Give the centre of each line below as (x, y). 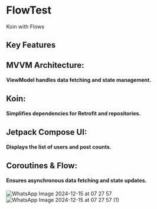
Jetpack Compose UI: (47, 132)
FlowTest (29, 10)
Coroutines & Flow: (42, 165)
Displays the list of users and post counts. (59, 147)
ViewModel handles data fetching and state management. (79, 80)
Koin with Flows (25, 26)
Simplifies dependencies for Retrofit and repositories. (73, 114)
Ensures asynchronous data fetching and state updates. (76, 181)
